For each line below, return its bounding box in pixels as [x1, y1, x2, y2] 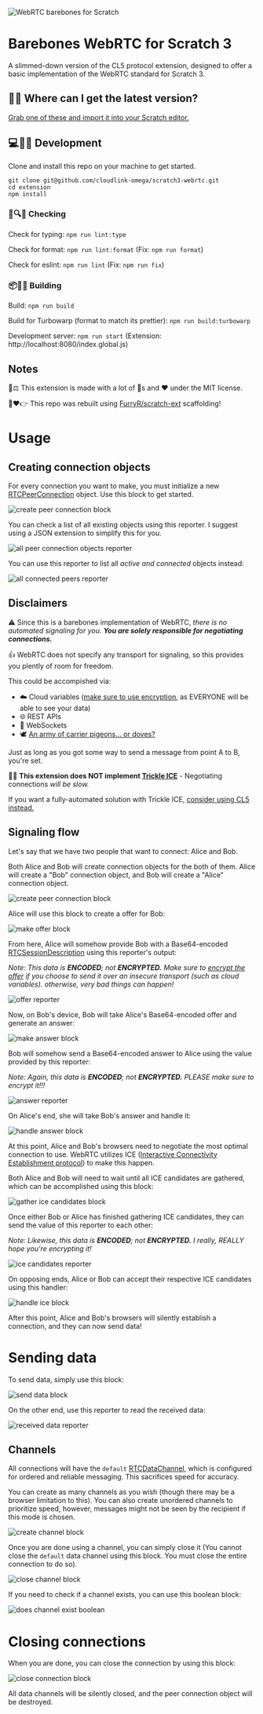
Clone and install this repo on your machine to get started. [8, 161, 196, 170]
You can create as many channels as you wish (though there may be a [8, 1487, 236, 1497]
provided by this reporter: [8, 1056, 91, 1067]
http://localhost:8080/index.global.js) [8, 340, 129, 349]
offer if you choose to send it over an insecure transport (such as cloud [8, 971, 239, 980]
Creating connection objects [8, 460, 151, 474]
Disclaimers [8, 596, 68, 610]
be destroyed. [8, 1698, 53, 1707]
